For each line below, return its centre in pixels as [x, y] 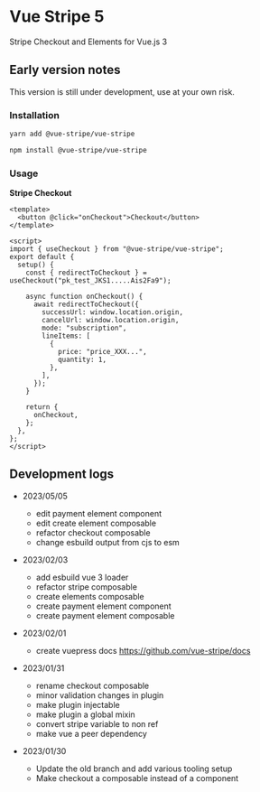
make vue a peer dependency [91, 733]
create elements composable [90, 596]
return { [42, 407]
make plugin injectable [78, 704]
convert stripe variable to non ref [97, 723]
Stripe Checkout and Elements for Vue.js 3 [88, 42]
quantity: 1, [82, 360]
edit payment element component [99, 513]
